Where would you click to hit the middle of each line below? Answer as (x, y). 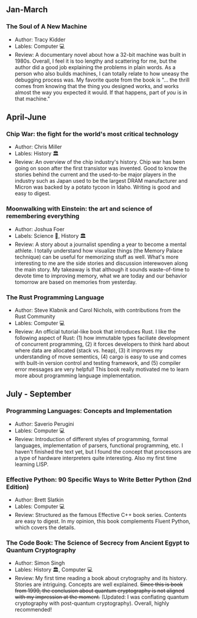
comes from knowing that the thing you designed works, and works (96, 86)
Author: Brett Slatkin (39, 500)
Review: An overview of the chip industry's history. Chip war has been (100, 162)
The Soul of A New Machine (47, 27)
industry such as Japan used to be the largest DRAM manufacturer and (101, 181)
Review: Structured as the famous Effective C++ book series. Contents (101, 515)
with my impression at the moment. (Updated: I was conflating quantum (101, 597)
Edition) (18, 487)
